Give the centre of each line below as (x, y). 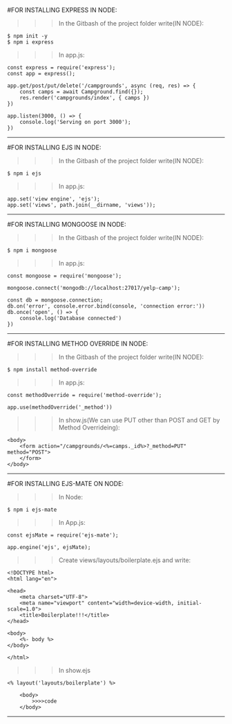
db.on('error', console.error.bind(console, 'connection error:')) (106, 306)
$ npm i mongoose (32, 250)
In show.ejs (75, 670)
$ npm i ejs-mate (32, 510)
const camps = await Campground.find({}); (81, 92)
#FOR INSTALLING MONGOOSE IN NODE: (67, 224)
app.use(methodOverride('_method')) (60, 407)
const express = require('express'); (61, 68)
